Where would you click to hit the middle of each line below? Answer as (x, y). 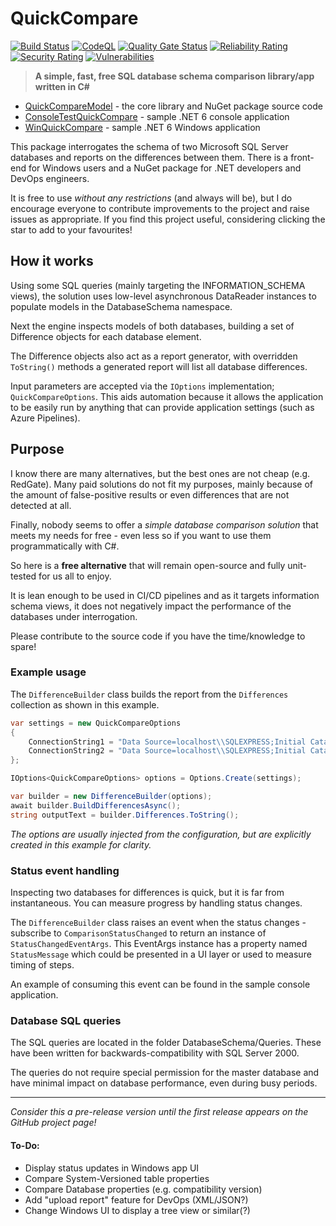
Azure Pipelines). (45, 418)
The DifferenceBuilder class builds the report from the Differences (149, 694)
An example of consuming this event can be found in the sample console (160, 984)
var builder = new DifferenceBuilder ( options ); (111, 797)
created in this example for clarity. (81, 844)
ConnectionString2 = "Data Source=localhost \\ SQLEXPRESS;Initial (167, 751)
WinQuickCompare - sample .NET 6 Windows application (142, 127)
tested (23, 576)
